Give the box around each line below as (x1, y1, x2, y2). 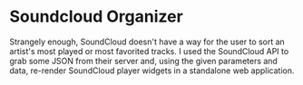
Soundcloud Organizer (9, 6, 183, 27)
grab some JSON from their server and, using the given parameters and (9, 55, 279, 66)
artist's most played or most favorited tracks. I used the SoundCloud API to (9, 45, 289, 56)
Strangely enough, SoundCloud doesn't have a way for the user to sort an (9, 36, 286, 47)
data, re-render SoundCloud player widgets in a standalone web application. (9, 65, 295, 76)
